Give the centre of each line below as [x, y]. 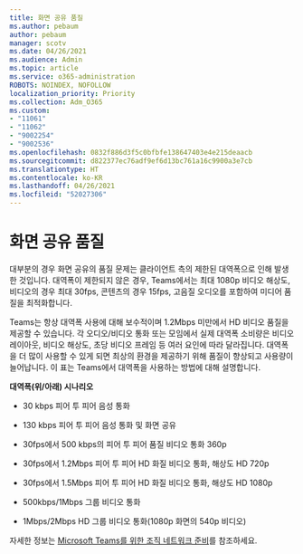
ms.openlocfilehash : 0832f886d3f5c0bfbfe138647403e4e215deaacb [131, 152]
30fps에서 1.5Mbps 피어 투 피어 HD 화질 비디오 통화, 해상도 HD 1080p [147, 482]
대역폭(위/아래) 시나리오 [52, 387]
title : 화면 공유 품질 [47, 18]
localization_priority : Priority [72, 93]
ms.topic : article [44, 69]
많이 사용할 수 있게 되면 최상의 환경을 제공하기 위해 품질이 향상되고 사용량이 [161, 356]
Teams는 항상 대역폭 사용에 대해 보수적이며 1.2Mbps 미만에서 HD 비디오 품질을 [149, 321]
